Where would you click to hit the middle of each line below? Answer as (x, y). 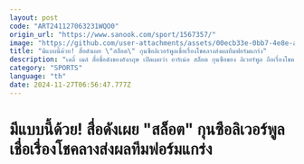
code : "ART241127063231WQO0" (64, 26)
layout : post (34, 18)
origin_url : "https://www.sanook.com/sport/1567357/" (113, 34)
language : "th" (38, 77)
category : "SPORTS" (46, 68)
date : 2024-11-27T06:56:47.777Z (70, 85)
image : (22, 43)
